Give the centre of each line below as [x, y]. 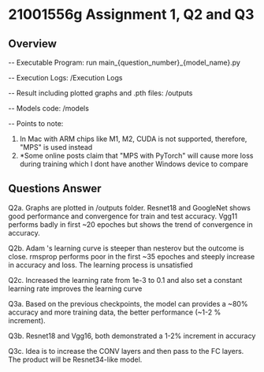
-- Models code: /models [48, 108]
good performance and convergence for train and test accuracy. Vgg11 [123, 216]
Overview [33, 44]
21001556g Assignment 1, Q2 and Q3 [131, 15]
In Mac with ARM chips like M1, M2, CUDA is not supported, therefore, [133, 139]
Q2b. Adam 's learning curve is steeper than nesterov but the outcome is [126, 248]
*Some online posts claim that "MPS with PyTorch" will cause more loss [136, 156]
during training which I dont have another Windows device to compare [134, 164]
